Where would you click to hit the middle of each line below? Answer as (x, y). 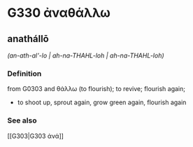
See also (22, 120)
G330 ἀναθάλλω (59, 13)
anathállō (28, 39)
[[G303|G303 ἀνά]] (36, 136)
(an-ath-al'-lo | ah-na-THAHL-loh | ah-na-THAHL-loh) (86, 55)
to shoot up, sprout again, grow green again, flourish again (102, 102)
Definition (24, 73)
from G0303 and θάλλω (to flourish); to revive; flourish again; (96, 89)
